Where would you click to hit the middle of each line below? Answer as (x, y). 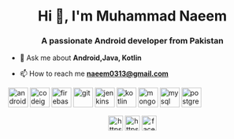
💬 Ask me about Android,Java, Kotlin (80, 58)
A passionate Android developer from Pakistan (132, 41)
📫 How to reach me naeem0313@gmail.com (94, 73)
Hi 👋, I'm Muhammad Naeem (132, 16)
